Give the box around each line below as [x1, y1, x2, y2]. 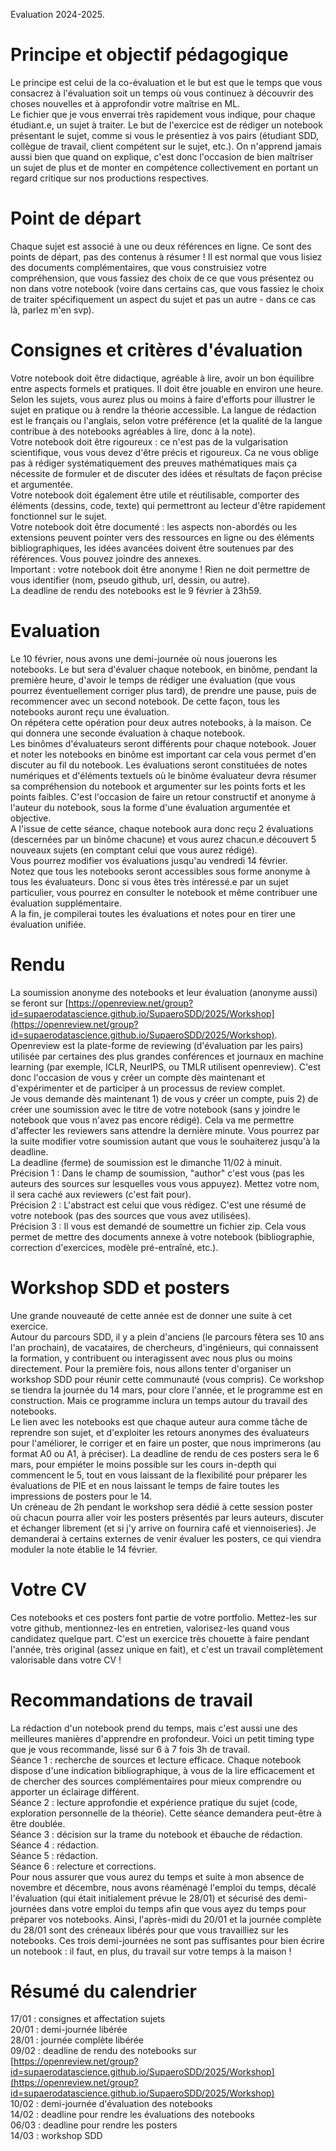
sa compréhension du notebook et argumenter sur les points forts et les [10, 780, 306, 792]
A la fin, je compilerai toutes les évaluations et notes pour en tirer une [10, 907, 296, 919]
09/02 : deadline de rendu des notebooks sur [10, 2045, 197, 2057]
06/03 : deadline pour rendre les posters [10, 2119, 178, 2131]
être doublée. [10, 1817, 66, 1829]
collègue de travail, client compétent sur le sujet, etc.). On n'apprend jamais [10, 140, 322, 152]
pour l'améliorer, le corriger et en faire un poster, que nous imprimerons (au [10, 1437, 322, 1449]
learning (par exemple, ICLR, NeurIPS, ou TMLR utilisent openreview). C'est [10, 1060, 322, 1073]
